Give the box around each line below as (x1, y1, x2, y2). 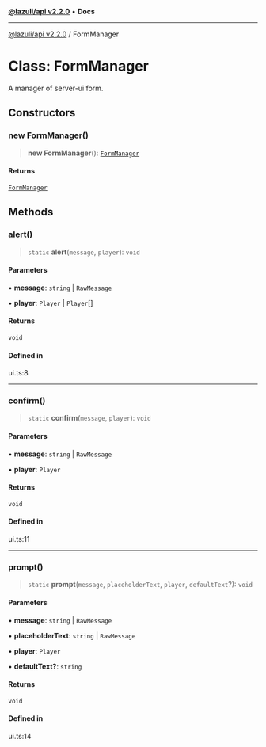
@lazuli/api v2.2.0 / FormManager (8, 29, 120, 39)
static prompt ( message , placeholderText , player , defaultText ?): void (27, 580, 253, 589)
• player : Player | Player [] (8, 298, 93, 307)
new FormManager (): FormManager (27, 148, 140, 158)
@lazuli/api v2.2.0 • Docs (8, 7, 95, 16)
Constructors (8, 106, 76, 120)
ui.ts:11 (8, 535, 30, 544)
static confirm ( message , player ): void (27, 414, 152, 423)
